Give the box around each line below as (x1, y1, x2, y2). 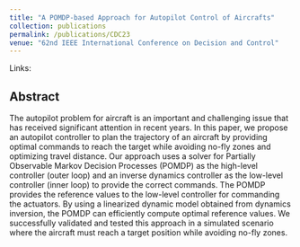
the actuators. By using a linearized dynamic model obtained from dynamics (9, 198, 292, 209)
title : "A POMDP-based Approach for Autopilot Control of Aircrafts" (9, 13, 276, 22)
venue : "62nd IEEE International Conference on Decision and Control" (9, 38, 279, 48)
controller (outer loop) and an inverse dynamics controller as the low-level (9, 170, 284, 181)
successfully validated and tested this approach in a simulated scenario (9, 217, 274, 229)
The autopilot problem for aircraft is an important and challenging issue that (9, 113, 289, 124)
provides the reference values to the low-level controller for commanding (9, 190, 280, 200)
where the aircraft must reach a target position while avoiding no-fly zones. (9, 227, 288, 238)
